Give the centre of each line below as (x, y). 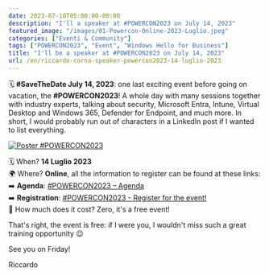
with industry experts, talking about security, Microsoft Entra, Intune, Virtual (134, 104)
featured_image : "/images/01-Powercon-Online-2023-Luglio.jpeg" (118, 31)
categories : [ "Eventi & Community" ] (70, 38)
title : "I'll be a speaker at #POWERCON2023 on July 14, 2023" (117, 53)
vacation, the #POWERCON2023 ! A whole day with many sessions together (134, 95)
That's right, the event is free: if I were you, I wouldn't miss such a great (128, 225)
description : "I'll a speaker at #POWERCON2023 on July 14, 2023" (122, 23)
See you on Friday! (39, 249)
